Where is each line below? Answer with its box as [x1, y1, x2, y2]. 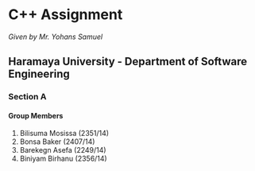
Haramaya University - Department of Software [8, 55, 248, 68]
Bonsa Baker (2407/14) [19, 137, 95, 146]
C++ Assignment [8, 6, 123, 24]
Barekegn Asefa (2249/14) [19, 146, 106, 155]
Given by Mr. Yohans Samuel [8, 32, 103, 41]
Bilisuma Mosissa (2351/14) [19, 129, 110, 138]
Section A [8, 91, 47, 103]
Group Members [8, 111, 64, 120]
